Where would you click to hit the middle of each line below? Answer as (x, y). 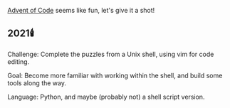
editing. (19, 61)
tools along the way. (37, 83)
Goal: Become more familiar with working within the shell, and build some (115, 75)
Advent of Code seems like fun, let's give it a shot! (81, 10)
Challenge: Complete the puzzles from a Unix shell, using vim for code (111, 54)
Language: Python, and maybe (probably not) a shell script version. (106, 97)
